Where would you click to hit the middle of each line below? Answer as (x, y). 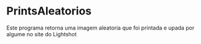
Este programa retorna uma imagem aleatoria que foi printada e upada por (100, 28)
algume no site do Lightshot (41, 34)
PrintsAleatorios (49, 11)
